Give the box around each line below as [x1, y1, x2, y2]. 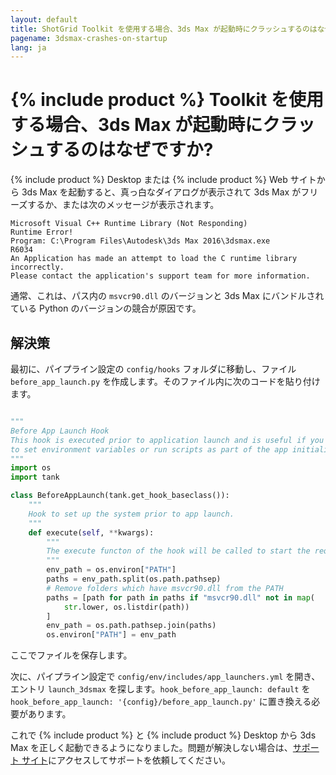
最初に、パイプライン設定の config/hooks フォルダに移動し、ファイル [10, 363, 297, 375]
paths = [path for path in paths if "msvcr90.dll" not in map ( [46, 592, 315, 603]
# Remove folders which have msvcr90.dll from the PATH [46, 583, 284, 593]
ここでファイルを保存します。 [10, 649, 133, 661]
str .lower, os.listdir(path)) [63, 602, 190, 612]
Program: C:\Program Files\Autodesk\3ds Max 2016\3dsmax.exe [10, 236, 271, 246]
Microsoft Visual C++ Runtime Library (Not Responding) [10, 219, 248, 229]
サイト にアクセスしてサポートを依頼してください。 [21, 754, 231, 766]
